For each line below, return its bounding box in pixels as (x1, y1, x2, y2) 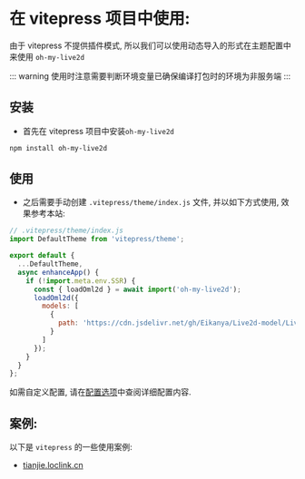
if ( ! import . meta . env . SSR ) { (25, 276, 136, 286)
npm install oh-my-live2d (9, 143, 107, 152)
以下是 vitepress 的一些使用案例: (9, 442, 133, 453)
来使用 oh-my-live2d (9, 51, 84, 62)
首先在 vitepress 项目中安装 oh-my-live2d (22, 125, 174, 136)
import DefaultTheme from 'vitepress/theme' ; (9, 235, 184, 244)
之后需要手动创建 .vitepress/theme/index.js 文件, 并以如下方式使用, (22, 197, 280, 208)
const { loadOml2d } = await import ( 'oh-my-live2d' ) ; (33, 285, 242, 294)
